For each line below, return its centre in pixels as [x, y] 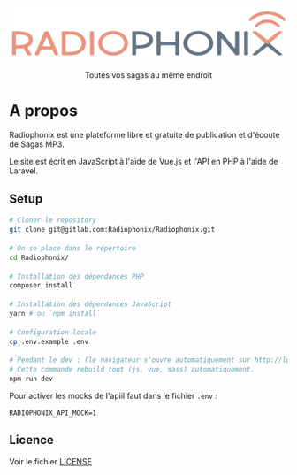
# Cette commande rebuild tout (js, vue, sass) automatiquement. [132, 370]
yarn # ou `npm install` [55, 314]
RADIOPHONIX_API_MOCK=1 [53, 413]
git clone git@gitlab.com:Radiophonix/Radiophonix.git [112, 230]
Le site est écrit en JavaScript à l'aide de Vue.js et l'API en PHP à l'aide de [144, 162]
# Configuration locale [53, 332]
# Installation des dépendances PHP [76, 276]
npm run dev [31, 379]
